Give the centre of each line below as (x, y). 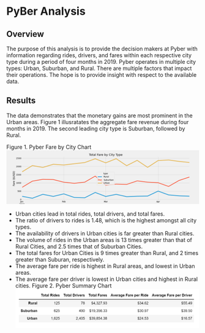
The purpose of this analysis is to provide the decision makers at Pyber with (102, 49)
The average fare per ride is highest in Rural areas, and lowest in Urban (105, 266)
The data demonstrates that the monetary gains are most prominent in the (99, 116)
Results (21, 100)
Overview (25, 34)
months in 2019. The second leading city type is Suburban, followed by (96, 128)
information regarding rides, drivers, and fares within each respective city (99, 55)
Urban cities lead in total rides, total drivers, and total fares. (90, 214)
